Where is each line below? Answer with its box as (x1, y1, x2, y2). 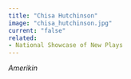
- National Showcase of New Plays (8, 41, 124, 49)
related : (8, 34, 38, 42)
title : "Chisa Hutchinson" (8, 11, 98, 20)
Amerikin (8, 63, 38, 73)
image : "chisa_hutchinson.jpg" (8, 19, 113, 27)
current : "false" (8, 26, 66, 34)
